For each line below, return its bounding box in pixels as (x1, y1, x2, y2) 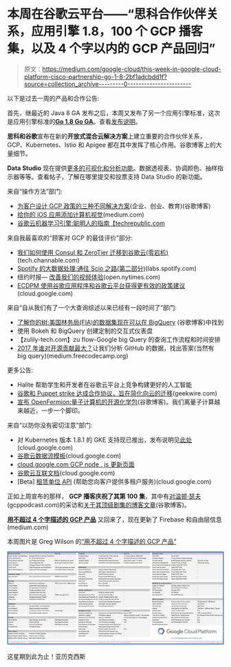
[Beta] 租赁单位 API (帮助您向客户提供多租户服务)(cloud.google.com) (16, 477, 212, 486)
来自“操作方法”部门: (7, 187, 63, 195)
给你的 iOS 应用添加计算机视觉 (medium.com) (16, 210, 144, 218)
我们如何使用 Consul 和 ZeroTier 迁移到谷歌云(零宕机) (16, 248, 168, 256)
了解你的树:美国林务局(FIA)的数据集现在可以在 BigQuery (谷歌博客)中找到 (16, 318, 224, 326)
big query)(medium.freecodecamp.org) (16, 351, 129, 360)
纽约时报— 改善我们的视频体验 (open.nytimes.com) (16, 273, 160, 281)
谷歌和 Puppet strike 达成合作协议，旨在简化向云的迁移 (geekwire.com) (16, 389, 218, 397)
